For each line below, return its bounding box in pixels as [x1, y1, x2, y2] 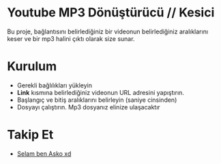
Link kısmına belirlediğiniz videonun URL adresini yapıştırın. [16, 88, 184, 96]
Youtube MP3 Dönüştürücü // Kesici [7, 5, 215, 20]
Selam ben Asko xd [16, 149, 72, 158]
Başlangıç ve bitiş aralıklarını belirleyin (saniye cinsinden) [16, 96, 177, 104]
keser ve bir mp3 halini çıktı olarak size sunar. [7, 34, 135, 42]
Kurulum [7, 59, 57, 74]
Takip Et [7, 127, 54, 143]
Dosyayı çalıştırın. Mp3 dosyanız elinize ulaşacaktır [16, 102, 160, 111]
